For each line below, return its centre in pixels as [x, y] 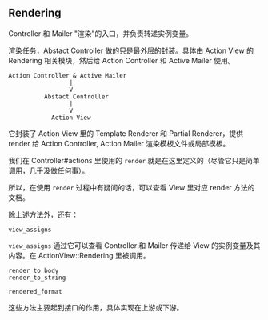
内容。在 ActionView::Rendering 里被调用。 [79, 255]
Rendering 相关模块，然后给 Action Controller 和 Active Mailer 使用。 [122, 60]
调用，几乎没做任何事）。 [49, 170]
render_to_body [34, 270]
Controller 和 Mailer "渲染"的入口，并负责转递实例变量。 [101, 33]
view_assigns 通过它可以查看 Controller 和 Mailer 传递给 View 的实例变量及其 [134, 245]
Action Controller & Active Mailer [68, 75]
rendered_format [35, 291]
